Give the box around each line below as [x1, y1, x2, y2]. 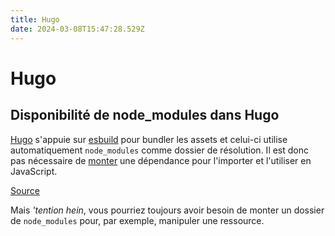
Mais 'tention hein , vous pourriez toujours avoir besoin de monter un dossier [10, 204, 325, 216]
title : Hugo [10, 14, 60, 25]
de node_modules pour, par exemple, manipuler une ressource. [10, 214, 265, 226]
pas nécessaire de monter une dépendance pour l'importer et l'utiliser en [10, 154, 312, 166]
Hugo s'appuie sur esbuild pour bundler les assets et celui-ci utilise [10, 133, 288, 145]
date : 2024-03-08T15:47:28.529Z [10, 24, 145, 34]
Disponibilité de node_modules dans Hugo [10, 107, 280, 124]
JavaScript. [10, 165, 58, 177]
